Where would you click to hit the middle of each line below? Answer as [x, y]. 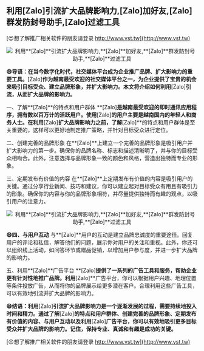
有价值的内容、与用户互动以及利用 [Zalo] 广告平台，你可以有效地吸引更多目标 [101, 321]
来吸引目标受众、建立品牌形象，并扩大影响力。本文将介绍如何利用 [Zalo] [96, 86]
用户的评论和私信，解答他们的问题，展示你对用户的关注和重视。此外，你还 [99, 242]
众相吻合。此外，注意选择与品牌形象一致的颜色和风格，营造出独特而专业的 [99, 158]
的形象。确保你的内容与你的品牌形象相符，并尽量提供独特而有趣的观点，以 [99, 194]
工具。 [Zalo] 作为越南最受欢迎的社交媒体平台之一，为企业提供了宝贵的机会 [104, 79]
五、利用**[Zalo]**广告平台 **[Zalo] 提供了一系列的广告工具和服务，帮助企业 [102, 270]
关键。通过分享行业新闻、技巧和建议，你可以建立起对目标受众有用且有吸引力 [102, 186]
